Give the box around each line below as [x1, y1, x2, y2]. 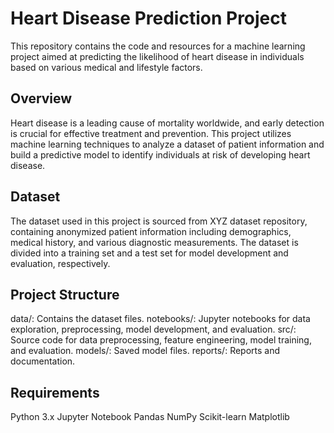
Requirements [10, 384, 100, 401]
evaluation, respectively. [10, 257, 111, 269]
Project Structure [10, 286, 120, 303]
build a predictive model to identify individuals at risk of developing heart [10, 148, 311, 161]
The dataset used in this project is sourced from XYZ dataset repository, [10, 215, 308, 227]
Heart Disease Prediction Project [10, 7, 288, 30]
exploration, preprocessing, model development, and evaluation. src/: [10, 323, 297, 336]
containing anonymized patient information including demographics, [10, 225, 292, 237]
